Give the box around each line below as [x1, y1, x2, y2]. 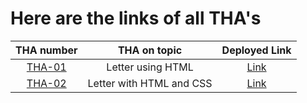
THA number [15, 43, 78, 57]
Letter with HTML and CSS [87, 76, 213, 90]
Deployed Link [221, 43, 292, 57]
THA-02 [26, 76, 67, 90]
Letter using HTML [106, 60, 194, 74]
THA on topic [117, 43, 183, 57]
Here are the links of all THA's [10, 7, 262, 30]
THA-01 [26, 60, 67, 74]
